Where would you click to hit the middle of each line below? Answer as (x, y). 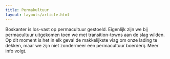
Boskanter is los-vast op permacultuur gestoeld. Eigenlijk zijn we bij (77, 29)
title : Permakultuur (27, 10)
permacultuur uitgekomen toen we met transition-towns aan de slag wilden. (85, 35)
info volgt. (16, 51)
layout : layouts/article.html (38, 15)
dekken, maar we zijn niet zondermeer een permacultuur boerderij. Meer (82, 45)
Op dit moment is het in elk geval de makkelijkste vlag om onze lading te (81, 40)
